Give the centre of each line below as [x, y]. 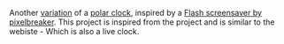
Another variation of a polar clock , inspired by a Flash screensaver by [136, 13]
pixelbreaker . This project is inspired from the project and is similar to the [142, 22]
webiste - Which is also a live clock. [74, 31]
